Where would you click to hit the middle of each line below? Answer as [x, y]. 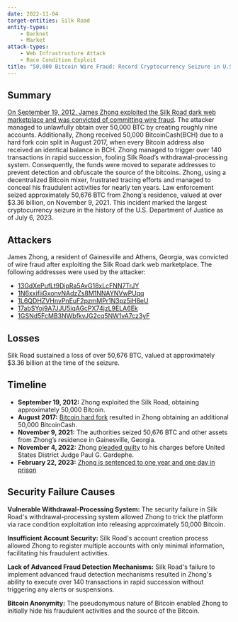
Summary [29, 95]
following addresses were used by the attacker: [76, 272]
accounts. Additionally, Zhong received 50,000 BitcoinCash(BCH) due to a [115, 135]
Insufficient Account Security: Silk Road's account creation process [108, 538]
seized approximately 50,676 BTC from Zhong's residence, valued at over [115, 195]
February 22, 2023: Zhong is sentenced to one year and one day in [116, 462]
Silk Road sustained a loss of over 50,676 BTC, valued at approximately [111, 356]
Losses [24, 338]
